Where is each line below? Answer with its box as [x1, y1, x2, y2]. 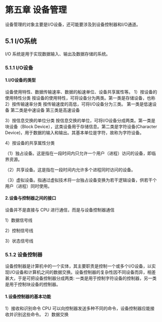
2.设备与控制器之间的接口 [5, 195, 56, 201]
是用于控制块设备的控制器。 [5, 282, 61, 287]
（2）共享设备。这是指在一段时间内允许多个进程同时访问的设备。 [5, 166, 136, 173]
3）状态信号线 [5, 238, 34, 244]
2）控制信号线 [5, 228, 34, 233]
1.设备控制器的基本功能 [5, 293, 51, 299]
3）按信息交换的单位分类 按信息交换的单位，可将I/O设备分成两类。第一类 [5, 117, 152, 123]
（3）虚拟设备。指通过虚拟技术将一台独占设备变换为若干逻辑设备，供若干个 [5, 177, 157, 183]
